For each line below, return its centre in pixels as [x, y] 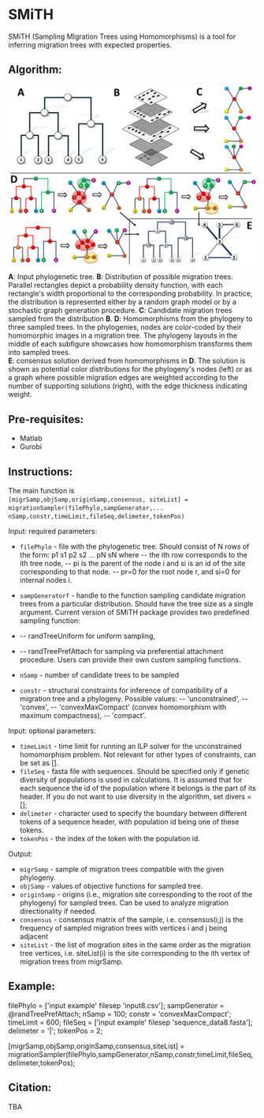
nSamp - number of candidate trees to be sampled [99, 675]
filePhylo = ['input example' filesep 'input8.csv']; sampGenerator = [116, 1005]
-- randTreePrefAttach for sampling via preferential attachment [121, 652]
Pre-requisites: [46, 419]
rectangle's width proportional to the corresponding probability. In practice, [130, 293]
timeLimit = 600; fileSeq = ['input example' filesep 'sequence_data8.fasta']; [130, 1022]
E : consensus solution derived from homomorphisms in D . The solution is [127, 361]
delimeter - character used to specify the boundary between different [133, 814]
